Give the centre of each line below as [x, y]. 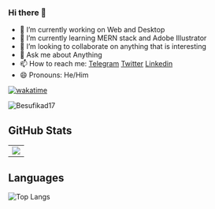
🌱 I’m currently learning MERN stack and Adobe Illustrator [113, 38]
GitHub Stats [40, 131]
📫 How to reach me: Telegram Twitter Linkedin [96, 64]
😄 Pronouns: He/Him [54, 75]
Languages [36, 178]
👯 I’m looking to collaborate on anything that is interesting [113, 47]
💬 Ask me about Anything [61, 55]
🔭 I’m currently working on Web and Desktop [92, 30]
